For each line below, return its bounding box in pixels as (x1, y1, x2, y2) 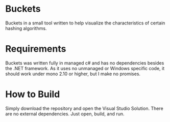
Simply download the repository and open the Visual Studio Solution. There (5, 105, 163, 111)
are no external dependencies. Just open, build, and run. (5, 110, 125, 117)
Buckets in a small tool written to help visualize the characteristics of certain (5, 20, 165, 26)
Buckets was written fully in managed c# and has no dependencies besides (5, 59, 164, 66)
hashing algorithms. (5, 25, 47, 31)
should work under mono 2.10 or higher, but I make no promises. (5, 71, 141, 77)
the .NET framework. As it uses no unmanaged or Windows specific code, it (5, 65, 165, 71)
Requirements (5, 43, 66, 55)
